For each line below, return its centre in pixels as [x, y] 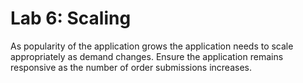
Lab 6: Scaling [71, 18]
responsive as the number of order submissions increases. [131, 67]
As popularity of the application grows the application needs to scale [152, 46]
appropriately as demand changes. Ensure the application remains [147, 56]
